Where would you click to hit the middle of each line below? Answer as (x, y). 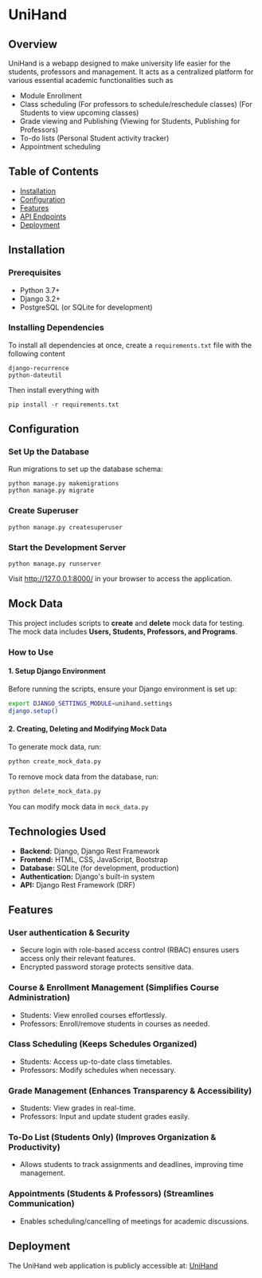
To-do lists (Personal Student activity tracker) (94, 138)
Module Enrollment (51, 96)
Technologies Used (57, 832)
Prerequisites (35, 273)
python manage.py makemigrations (64, 484)
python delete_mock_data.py (55, 791)
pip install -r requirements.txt (64, 405)
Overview (33, 44)
